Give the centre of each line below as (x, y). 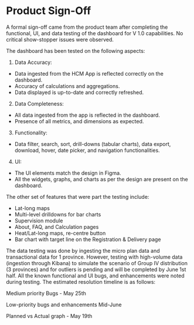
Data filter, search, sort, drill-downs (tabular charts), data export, (93, 144)
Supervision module (39, 221)
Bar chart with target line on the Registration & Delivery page (88, 239)
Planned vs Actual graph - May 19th (49, 316)
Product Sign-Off (49, 11)
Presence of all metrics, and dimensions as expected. (79, 121)
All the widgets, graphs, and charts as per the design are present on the (101, 179)
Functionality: (31, 133)
